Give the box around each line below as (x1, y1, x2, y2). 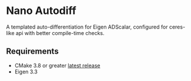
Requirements (6, 47, 59, 57)
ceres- (169, 23, 186, 30)
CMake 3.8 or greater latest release (14, 62, 100, 69)
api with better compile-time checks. (15, 29, 105, 36)
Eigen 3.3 (14, 68, 38, 75)
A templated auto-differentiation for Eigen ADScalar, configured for (6, 23, 168, 30)
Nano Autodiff (6, 4, 76, 17)
